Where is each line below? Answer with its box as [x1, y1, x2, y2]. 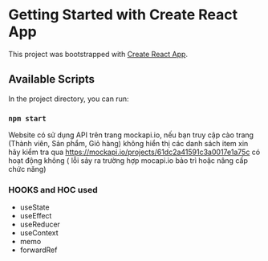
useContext [19, 228, 59, 238]
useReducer [19, 219, 60, 230]
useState [19, 202, 50, 212]
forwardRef [19, 245, 58, 255]
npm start [8, 114, 47, 123]
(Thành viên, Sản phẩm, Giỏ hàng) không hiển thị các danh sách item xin [8, 139, 249, 149]
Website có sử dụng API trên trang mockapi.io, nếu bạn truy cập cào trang [8, 130, 254, 140]
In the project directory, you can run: [8, 94, 129, 104]
